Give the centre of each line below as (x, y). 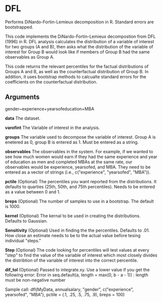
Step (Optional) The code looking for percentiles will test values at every (77, 250)
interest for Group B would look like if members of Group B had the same (77, 52)
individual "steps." (23, 240)
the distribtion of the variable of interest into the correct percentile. (72, 260)
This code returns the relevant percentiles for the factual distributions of (77, 66)
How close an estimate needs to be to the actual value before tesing (73, 235)
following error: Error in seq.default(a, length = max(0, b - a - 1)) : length (77, 275)
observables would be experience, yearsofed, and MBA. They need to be (78, 167)
